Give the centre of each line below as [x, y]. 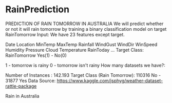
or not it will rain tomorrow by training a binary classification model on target [86, 29]
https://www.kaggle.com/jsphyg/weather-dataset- [110, 80]
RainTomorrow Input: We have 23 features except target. [65, 34]
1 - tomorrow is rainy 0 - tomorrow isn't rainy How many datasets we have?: [85, 65]
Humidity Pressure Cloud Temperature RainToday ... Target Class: [74, 50]
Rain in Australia [22, 96]
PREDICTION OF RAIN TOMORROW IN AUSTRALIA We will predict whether [84, 24]
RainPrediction [37, 9]
